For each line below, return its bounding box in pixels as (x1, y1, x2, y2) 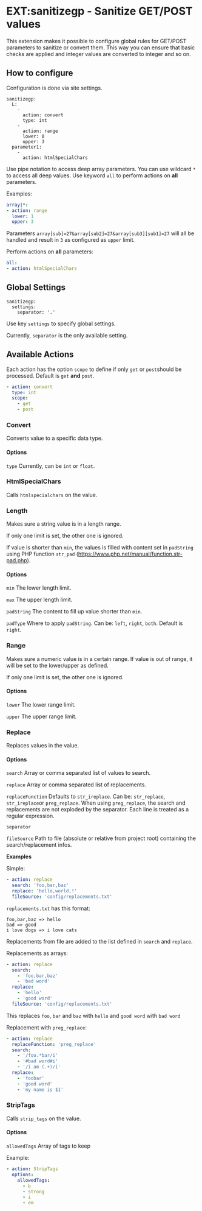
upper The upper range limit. (6, 713, 77, 720)
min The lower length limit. (6, 584, 72, 591)
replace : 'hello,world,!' (12, 888, 78, 894)
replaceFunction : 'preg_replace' (12, 1041, 96, 1047)
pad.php (6, 557, 27, 564)
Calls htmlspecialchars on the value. (6, 491, 98, 498)
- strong (22, 1188, 45, 1195)
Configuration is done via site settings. (6, 84, 103, 91)
